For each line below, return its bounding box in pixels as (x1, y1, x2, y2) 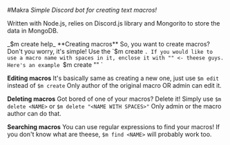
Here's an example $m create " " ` (7, 61, 104, 68)
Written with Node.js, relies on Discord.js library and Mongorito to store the (7, 19, 220, 27)
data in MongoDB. (7, 27, 59, 35)
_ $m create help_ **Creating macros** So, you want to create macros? (7, 40, 211, 48)
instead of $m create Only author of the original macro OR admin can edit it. (7, 81, 222, 89)
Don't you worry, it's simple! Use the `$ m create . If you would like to (7, 48, 213, 55)
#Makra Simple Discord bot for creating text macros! (7, 6, 157, 14)
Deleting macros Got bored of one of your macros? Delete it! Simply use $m (7, 95, 222, 103)
